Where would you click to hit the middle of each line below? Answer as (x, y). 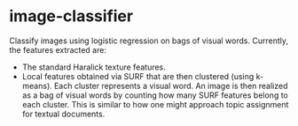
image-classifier (71, 16)
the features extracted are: (58, 49)
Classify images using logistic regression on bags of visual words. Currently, (149, 41)
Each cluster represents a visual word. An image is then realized (171, 85)
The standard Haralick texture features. (94, 67)
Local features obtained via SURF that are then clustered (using (138, 76)
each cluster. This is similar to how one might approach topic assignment (155, 104)
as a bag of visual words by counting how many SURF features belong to (155, 95)
